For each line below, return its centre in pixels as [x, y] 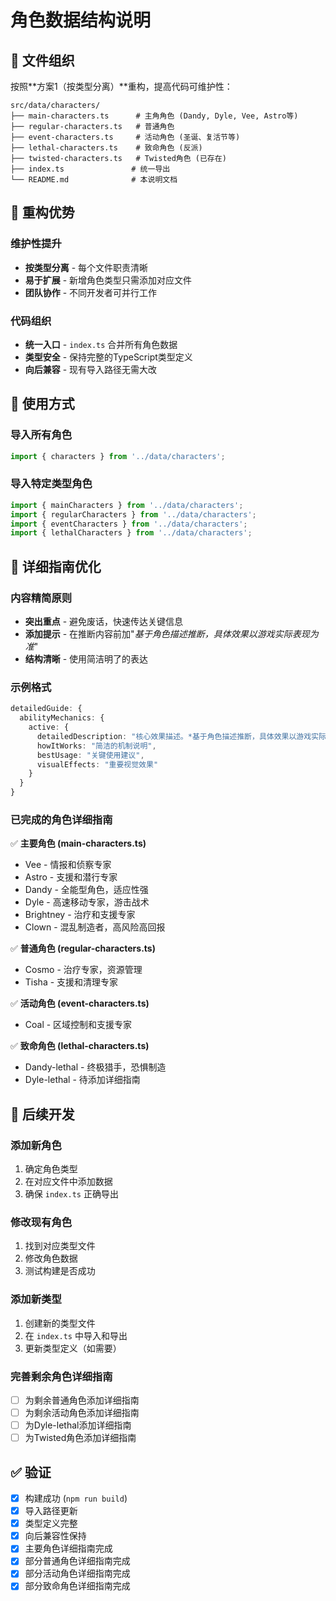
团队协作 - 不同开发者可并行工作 [91, 292]
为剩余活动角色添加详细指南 [82, 1413]
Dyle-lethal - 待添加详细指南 [82, 1080]
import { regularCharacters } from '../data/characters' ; [133, 514]
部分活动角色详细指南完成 [77, 1573]
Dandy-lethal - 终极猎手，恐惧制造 [95, 1067]
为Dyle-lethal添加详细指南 [78, 1425]
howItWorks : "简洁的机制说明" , [96, 746]
